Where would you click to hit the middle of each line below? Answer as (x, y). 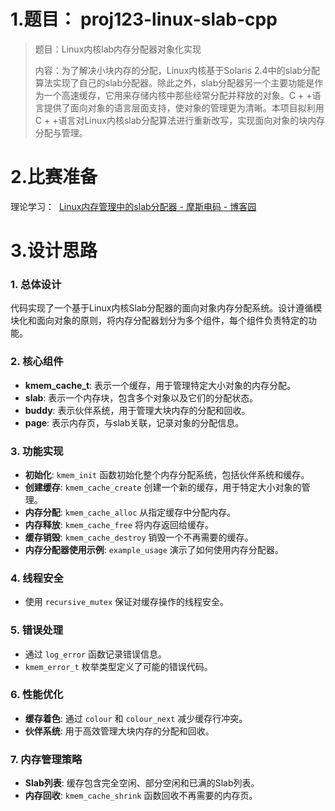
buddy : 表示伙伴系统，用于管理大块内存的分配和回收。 (137, 410)
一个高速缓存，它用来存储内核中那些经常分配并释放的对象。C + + (178, 95)
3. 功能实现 (37, 451)
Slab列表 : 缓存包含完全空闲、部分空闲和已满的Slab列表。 (142, 783)
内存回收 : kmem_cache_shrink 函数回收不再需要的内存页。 (141, 796)
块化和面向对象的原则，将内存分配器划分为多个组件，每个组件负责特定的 (159, 321)
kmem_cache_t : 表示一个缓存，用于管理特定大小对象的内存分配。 (160, 385)
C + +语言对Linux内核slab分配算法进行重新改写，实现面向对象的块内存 (180, 120)
